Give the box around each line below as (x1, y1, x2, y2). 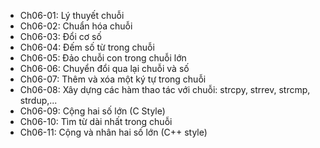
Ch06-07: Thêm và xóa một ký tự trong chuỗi (19, 73, 207, 85)
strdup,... (19, 95, 58, 106)
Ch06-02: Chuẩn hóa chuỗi (19, 20, 133, 32)
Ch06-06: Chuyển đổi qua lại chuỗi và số (19, 63, 190, 74)
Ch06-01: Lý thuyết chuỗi (19, 10, 125, 21)
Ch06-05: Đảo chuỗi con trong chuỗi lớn (19, 52, 187, 64)
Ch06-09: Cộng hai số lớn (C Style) (19, 105, 166, 117)
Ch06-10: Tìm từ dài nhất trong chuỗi (19, 116, 173, 127)
